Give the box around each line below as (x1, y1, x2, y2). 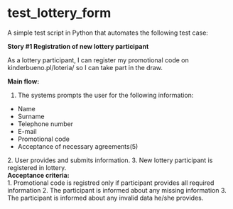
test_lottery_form (7, 5, 112, 21)
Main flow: (7, 77, 40, 86)
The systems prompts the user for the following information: (17, 91, 194, 99)
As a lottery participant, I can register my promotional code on (7, 55, 190, 64)
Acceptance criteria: (7, 171, 70, 179)
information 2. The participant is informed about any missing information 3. (7, 186, 227, 194)
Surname (17, 112, 45, 120)
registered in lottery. (7, 163, 67, 171)
